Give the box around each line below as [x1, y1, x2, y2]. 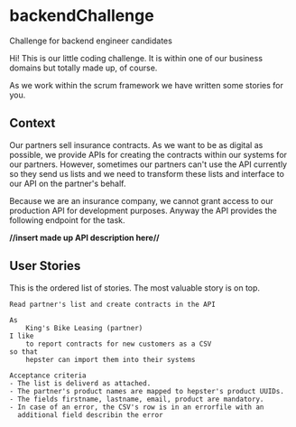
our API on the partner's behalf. [9, 178, 126, 189]
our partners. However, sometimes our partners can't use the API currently [9, 159, 287, 170]
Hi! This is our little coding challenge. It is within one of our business [9, 52, 264, 63]
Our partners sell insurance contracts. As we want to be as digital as [9, 139, 264, 150]
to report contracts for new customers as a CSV [25, 339, 212, 348]
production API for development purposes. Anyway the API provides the [9, 205, 277, 216]
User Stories [9, 258, 81, 274]
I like [9, 331, 34, 340]
